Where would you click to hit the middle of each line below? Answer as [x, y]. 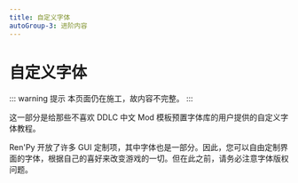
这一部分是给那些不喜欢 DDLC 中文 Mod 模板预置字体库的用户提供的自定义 [145, 117]
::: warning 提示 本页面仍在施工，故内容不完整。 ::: [101, 99]
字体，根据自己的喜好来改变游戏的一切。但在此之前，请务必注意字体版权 [157, 159]
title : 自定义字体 [40, 17]
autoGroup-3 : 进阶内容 [48, 26]
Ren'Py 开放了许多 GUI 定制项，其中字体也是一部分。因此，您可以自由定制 [145, 147]
